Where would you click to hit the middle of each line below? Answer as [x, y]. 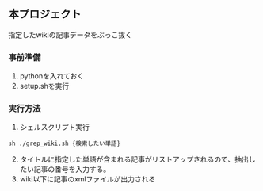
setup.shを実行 [44, 86]
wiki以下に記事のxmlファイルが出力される [88, 179]
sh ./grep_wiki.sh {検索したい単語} [65, 144]
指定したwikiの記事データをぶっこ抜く [70, 35]
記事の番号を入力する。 [72, 170]
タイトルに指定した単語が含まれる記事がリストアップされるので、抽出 [134, 159]
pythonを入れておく [52, 76]
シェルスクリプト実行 [54, 127]
